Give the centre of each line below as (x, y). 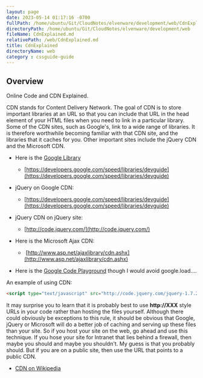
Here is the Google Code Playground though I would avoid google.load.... (106, 271)
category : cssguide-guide (40, 57)
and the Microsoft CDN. (36, 146)
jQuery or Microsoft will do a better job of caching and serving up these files (101, 325)
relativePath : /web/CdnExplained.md (52, 40)
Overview (25, 81)
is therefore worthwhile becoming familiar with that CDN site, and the (92, 133)
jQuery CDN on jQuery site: (49, 218)
